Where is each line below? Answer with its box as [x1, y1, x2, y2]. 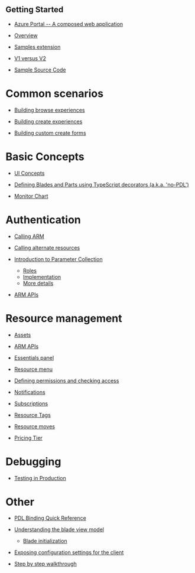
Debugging [5, 455, 61, 468]
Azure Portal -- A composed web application [14, 20, 123, 27]
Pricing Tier [14, 434, 43, 441]
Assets [14, 331, 31, 338]
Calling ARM [14, 233, 45, 240]
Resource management [5, 311, 122, 325]
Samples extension [14, 43, 61, 50]
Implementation [22, 273, 61, 280]
